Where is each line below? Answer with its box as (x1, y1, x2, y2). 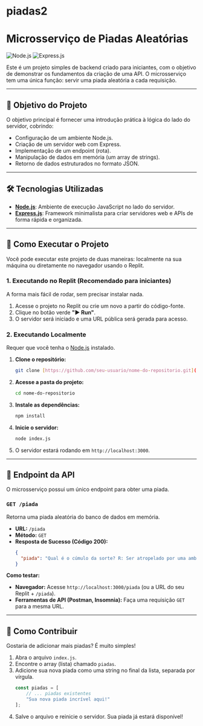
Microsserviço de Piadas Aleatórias (6, 32, 188, 46)
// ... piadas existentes (26, 691, 92, 697)
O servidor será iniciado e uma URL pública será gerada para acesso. (14, 315, 188, 322)
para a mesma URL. (14, 603, 65, 610)
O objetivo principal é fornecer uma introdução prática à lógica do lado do (6, 116, 190, 123)
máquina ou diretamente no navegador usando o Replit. (6, 262, 144, 269)
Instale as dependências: (14, 401, 80, 408)
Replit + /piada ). (14, 590, 56, 598)
